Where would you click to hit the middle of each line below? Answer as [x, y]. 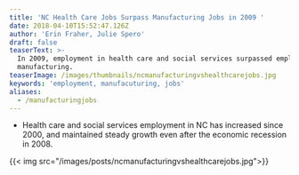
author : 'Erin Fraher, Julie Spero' [77, 34]
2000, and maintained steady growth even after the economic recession [154, 135]
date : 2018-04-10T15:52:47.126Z [69, 26]
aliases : [25, 91]
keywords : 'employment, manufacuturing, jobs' [97, 84]
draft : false [33, 42]
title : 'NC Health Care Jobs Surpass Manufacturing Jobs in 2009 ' [137, 17]
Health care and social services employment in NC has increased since [153, 125]
